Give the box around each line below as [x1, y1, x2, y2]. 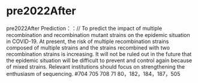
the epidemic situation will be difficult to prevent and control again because [6, 57, 193, 64]
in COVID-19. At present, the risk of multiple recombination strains [6, 38, 169, 45]
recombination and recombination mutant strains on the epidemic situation [6, 31, 190, 38]
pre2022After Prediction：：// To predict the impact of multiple [6, 24, 163, 32]
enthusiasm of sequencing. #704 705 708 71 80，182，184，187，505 [6, 70, 181, 77]
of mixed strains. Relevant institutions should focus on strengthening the [6, 63, 185, 70]
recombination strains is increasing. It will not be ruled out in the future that [6, 50, 192, 57]
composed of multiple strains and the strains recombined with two [6, 44, 170, 51]
